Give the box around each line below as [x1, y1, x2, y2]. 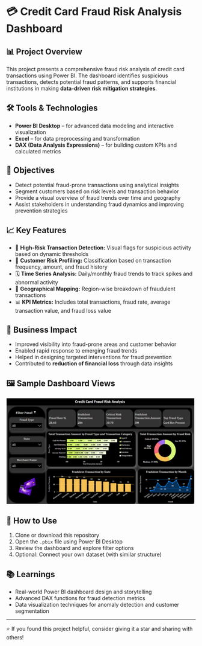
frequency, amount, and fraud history [14, 263, 108, 270]
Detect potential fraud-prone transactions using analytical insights [14, 181, 179, 188]
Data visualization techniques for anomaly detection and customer [14, 601, 179, 609]
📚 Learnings [6, 569, 55, 580]
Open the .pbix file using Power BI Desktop [14, 538, 123, 545]
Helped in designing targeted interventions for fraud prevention [14, 354, 172, 361]
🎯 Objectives [6, 165, 55, 176]
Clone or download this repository [14, 532, 100, 539]
